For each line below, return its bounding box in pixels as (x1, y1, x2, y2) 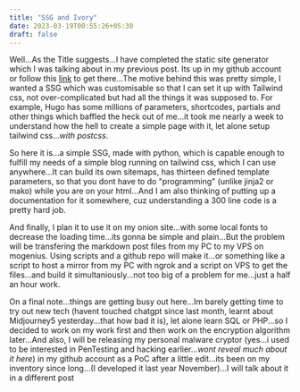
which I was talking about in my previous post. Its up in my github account (9, 64, 282, 74)
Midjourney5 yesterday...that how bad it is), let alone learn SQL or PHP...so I (9, 315, 288, 327)
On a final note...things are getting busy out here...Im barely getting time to (9, 296, 284, 307)
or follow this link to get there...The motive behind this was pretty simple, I (9, 73, 281, 84)
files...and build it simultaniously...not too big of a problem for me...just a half (9, 269, 291, 280)
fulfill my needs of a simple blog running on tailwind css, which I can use (9, 158, 277, 168)
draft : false (9, 30, 58, 38)
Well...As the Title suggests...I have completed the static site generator (9, 55, 270, 65)
